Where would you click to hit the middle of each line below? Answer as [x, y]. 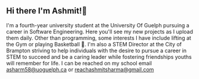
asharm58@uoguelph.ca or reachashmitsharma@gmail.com [80, 69]
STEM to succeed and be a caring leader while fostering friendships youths [99, 56]
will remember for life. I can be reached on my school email [79, 63]
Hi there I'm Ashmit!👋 [47, 11]
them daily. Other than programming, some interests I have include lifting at [99, 38]
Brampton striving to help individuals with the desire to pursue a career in [97, 50]
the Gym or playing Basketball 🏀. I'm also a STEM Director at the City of [94, 44]
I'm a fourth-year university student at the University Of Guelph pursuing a [98, 25]
